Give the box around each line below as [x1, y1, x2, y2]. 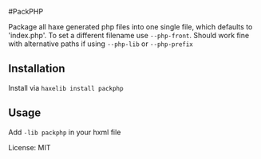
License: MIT [8, 142, 51, 152]
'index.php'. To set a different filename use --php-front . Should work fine [8, 31, 250, 40]
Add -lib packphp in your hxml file [8, 127, 121, 137]
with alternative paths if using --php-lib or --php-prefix [8, 39, 194, 48]
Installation [8, 62, 65, 76]
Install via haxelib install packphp [8, 83, 124, 92]
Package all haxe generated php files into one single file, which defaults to [8, 22, 253, 31]
